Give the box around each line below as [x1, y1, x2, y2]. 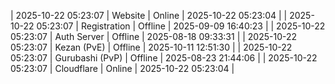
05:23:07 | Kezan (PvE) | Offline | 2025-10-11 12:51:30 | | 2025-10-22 [10, 41, 293, 53]
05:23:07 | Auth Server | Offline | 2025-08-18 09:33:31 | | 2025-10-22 [10, 31, 298, 42]
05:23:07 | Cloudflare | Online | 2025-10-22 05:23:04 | [10, 63, 235, 74]
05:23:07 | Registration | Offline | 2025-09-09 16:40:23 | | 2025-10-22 [36, 20, 326, 32]
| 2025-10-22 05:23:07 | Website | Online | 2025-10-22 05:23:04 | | [10, 10, 288, 21]
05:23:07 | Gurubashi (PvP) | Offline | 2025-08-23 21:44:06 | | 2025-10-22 [10, 52, 318, 64]
